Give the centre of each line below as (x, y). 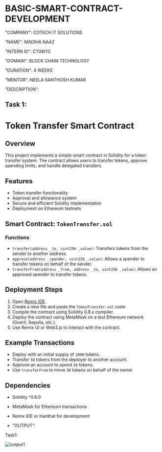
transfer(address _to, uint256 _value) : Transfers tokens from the (80, 248)
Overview (20, 143)
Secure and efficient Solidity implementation (57, 203)
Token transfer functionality (40, 193)
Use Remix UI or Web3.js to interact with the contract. (66, 327)
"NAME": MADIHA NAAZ (30, 42)
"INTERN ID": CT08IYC (28, 51)
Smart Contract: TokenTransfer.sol (59, 224)
